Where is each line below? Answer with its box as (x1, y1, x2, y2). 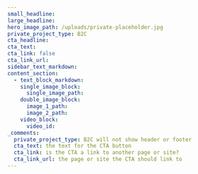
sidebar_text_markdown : (7, 63, 78, 70)
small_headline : (7, 10, 55, 18)
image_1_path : (26, 103, 69, 110)
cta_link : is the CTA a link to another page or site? (13, 149, 180, 156)
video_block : (20, 116, 59, 123)
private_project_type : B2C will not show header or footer (13, 136, 192, 143)
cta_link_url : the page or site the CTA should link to (13, 156, 182, 163)
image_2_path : (26, 109, 69, 116)
